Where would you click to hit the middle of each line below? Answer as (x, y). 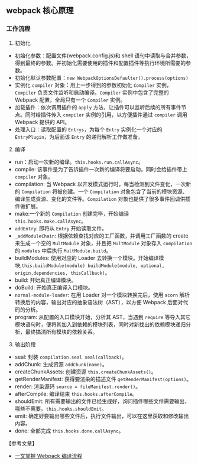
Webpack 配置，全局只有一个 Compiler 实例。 (70, 100)
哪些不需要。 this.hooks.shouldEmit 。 (61, 408)
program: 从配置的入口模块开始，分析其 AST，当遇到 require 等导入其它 (103, 317)
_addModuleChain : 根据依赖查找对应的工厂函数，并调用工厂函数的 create (101, 236)
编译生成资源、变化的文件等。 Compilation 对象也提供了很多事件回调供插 (103, 199)
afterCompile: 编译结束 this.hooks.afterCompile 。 (76, 394)
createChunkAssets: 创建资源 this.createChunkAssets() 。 (85, 372)
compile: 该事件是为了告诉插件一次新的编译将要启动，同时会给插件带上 (101, 169)
